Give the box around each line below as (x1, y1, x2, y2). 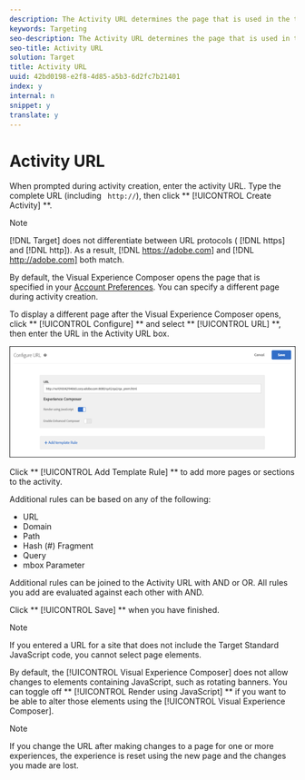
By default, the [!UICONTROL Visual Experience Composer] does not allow (9, 666, 289, 677)
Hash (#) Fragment (22, 540, 93, 551)
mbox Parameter (22, 559, 85, 570)
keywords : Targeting (9, 24, 88, 34)
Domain (22, 520, 53, 531)
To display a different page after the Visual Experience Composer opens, (9, 309, 281, 320)
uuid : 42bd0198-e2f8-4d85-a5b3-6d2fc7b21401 (9, 73, 181, 82)
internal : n (9, 91, 54, 100)
